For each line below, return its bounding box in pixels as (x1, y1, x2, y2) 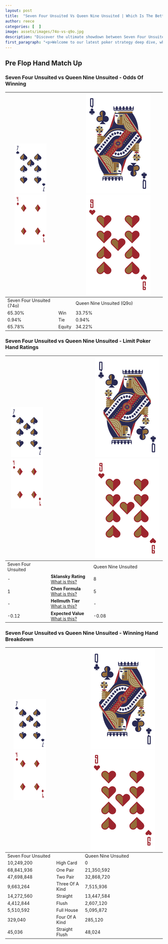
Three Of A (56, 881, 79, 887)
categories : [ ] (5, 24, 41, 29)
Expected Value (50, 610, 84, 616)
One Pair (56, 867, 74, 873)
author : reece (5, 19, 35, 24)
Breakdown (5, 636, 33, 643)
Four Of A (56, 914, 76, 920)
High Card (56, 860, 77, 866)
